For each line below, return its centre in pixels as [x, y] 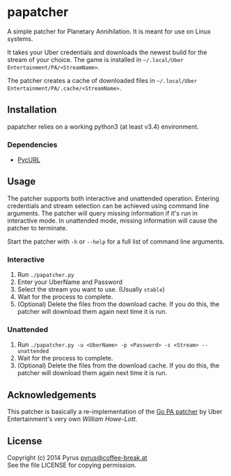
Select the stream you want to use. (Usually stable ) [91, 289]
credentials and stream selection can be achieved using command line [108, 205]
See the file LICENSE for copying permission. [72, 465]
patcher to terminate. [37, 228]
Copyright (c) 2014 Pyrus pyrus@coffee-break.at [77, 458]
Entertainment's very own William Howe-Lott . [72, 419]
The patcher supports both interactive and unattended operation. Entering [113, 198]
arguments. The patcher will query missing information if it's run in [103, 213]
